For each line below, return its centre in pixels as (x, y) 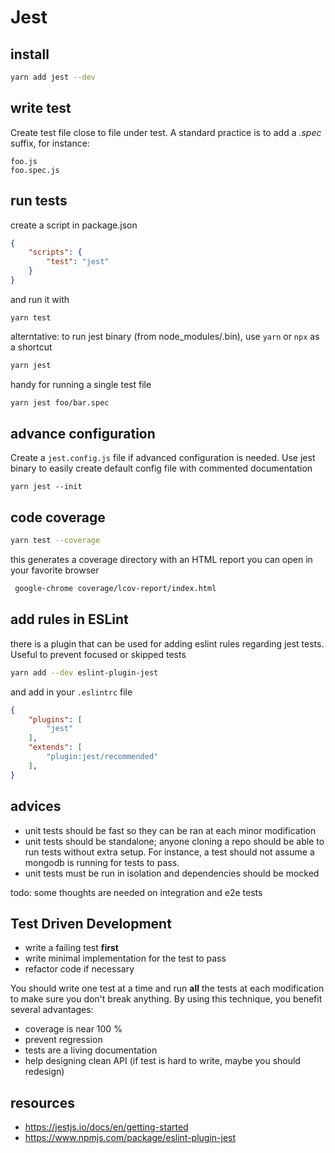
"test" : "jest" (78, 262)
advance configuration (83, 434)
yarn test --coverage (55, 541)
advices (36, 806)
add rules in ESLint (69, 619)
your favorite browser (55, 570)
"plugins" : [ (55, 719)
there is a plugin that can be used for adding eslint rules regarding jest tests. (167, 643)
